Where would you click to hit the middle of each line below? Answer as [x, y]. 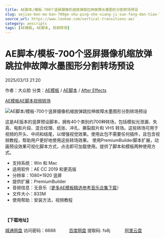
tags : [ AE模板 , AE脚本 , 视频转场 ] [37, 28]
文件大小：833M [29, 194]
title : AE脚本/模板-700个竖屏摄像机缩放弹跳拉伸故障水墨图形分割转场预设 [72, 10]
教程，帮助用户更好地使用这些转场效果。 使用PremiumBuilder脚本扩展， [82, 140]
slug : [11, 14]
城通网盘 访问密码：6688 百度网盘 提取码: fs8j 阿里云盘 [74, 231]
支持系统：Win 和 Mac [35, 163]
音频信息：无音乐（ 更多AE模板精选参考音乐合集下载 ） [67, 188]
